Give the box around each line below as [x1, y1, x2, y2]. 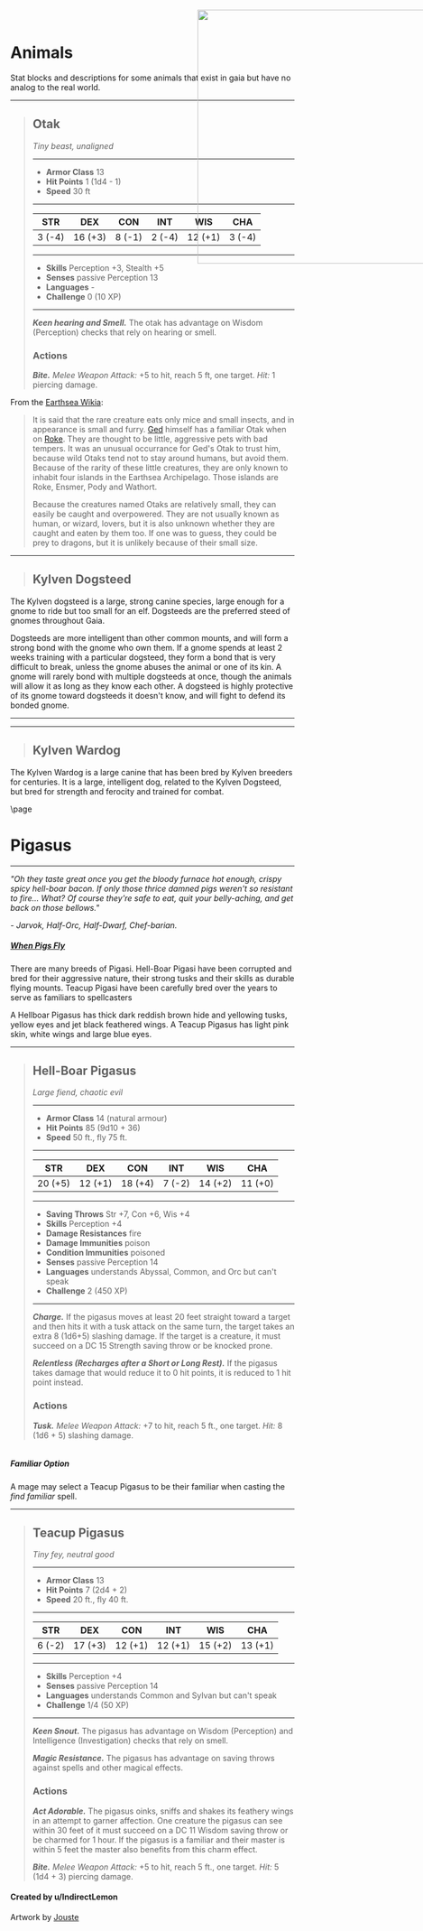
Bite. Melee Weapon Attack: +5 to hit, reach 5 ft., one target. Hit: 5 [32, 1861, 280, 1872]
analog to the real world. [10, 81, 101, 92]
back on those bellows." [10, 902, 100, 913]
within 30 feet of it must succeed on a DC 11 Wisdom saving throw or [32, 1824, 289, 1835]
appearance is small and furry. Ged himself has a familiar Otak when [32, 424, 287, 435]
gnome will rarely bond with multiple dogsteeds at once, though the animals [10, 671, 292, 682]
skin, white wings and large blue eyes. [10, 1028, 152, 1039]
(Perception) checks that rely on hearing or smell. [32, 327, 217, 338]
